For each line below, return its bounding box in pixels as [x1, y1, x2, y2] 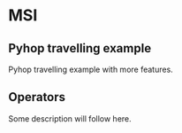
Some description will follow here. [8, 113, 132, 124]
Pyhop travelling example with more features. [8, 64, 173, 74]
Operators [8, 90, 66, 105]
